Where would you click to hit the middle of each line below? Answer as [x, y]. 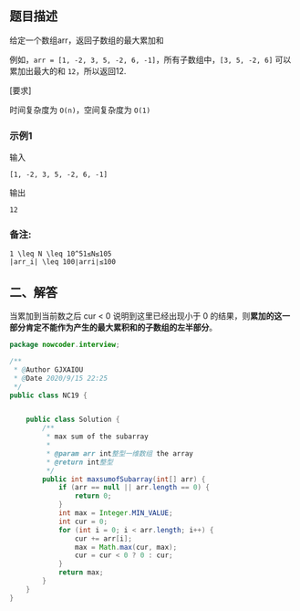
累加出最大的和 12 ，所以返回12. [68, 70]
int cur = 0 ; [83, 521]
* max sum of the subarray [97, 437]
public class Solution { [73, 420]
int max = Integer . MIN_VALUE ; [115, 513]
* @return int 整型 [80, 462]
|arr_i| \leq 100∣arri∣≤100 [63, 262]
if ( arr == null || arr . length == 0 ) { [134, 488]
